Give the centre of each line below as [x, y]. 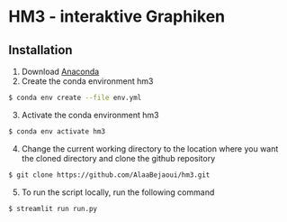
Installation [40, 50]
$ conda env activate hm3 [57, 131]
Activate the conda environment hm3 [90, 115]
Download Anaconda [60, 71]
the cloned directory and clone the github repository [118, 158]
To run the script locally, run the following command [118, 192]
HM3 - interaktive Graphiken [117, 17]
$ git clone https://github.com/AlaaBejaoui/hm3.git [109, 175]
